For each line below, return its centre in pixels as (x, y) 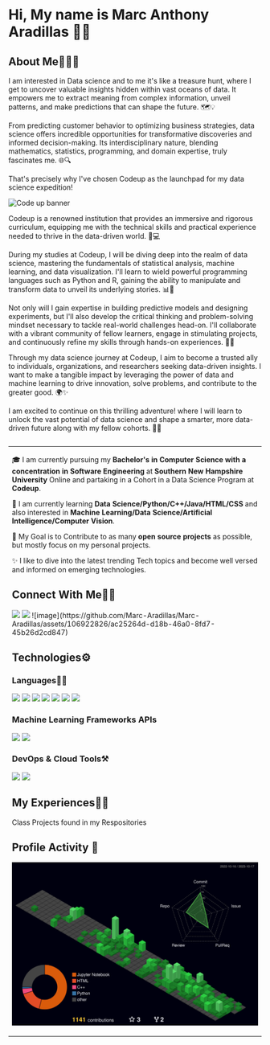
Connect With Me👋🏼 (64, 595)
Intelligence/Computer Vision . (63, 521)
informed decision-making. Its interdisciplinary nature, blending (113, 143)
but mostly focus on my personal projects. (81, 545)
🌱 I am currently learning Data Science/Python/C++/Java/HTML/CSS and (135, 503)
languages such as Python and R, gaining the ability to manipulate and (125, 280)
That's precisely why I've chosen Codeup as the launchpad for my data (127, 179)
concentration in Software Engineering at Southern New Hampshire (127, 471)
